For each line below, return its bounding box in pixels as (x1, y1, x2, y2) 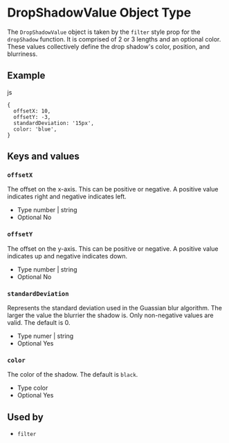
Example (7, 70, 46, 82)
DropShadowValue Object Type (7, 5, 192, 21)
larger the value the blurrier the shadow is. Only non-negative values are (7, 311, 214, 319)
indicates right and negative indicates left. (7, 192, 127, 201)
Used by (7, 411, 44, 423)
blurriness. (7, 50, 38, 58)
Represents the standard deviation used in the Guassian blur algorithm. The (7, 304, 223, 312)
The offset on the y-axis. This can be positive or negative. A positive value (7, 244, 219, 253)
